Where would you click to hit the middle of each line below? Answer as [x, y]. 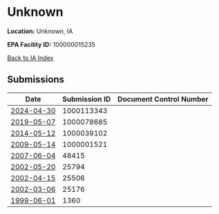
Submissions [36, 80]
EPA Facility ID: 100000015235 [51, 44]
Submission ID [86, 99]
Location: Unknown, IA [40, 31]
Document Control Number [163, 99]
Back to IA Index [30, 58]
